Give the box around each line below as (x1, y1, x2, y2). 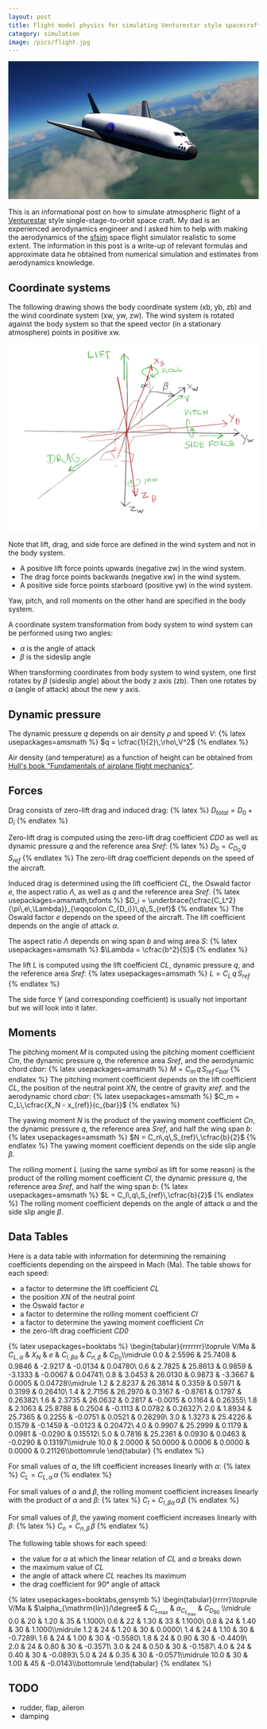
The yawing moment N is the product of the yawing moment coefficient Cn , (8, 1115, 256, 1125)
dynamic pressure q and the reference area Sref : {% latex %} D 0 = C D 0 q (8, 841, 246, 854)
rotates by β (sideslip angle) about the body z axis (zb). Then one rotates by (8, 676, 257, 686)
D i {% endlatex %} (8, 816, 69, 827)
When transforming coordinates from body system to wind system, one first (8, 667, 257, 677)
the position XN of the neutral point (19, 1292, 135, 1301)
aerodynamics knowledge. (8, 258, 95, 268)
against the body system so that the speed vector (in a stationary (8, 319, 222, 329)
